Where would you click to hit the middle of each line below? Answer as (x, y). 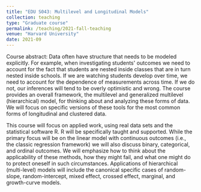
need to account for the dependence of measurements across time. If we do (100, 82)
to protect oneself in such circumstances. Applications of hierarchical (92, 163)
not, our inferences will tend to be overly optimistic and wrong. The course (98, 88)
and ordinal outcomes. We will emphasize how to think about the (86, 151)
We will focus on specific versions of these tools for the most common (93, 107)
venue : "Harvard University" (43, 34)
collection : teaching (33, 17)
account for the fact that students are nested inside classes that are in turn (98, 69)
